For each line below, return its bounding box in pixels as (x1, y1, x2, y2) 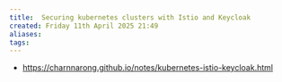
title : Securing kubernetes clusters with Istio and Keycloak (9, 12, 251, 22)
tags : (9, 37, 30, 47)
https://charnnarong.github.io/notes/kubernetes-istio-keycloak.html (22, 62, 274, 73)
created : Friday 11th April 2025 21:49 (9, 21, 159, 30)
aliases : (9, 29, 42, 38)
